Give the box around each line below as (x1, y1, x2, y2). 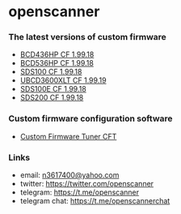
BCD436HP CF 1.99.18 (19, 49, 95, 59)
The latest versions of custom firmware (8, 32, 167, 43)
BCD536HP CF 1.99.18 (19, 58, 95, 68)
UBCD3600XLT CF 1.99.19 (19, 75, 107, 85)
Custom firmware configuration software (8, 113, 173, 124)
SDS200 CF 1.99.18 (19, 92, 84, 103)
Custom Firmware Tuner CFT (19, 131, 117, 141)
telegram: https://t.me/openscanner (19, 187, 140, 197)
